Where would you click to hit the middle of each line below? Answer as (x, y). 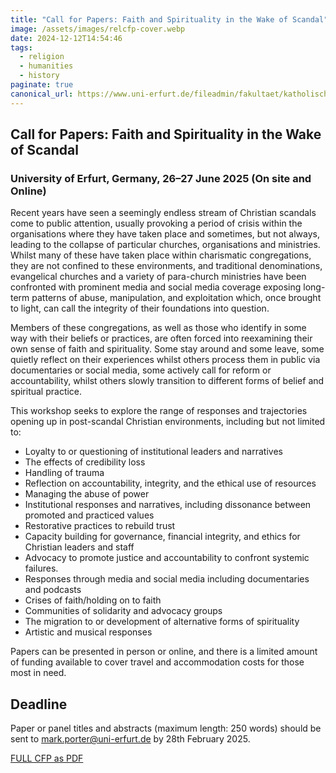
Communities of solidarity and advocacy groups (123, 611)
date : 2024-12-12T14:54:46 (66, 38)
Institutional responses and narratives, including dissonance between (168, 505)
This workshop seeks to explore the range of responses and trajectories (159, 411)
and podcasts (53, 590)
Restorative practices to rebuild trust (100, 526)
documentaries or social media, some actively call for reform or (141, 370)
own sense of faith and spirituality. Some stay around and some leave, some (167, 349)
